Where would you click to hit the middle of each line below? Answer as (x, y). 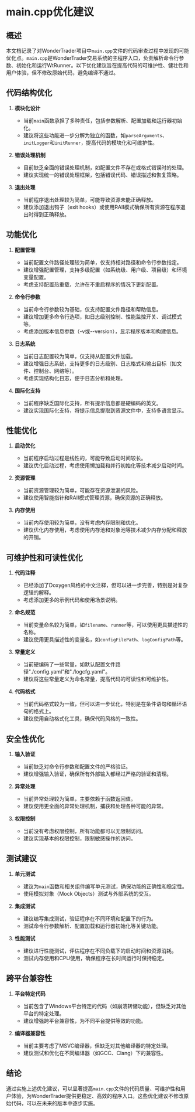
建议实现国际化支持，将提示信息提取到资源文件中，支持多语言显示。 (105, 410)
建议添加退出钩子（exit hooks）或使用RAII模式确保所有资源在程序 (102, 207)
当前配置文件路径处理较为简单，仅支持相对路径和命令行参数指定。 (102, 262)
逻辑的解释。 (39, 593)
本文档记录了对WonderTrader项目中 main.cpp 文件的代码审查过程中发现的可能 (98, 51)
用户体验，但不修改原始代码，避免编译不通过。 (62, 73)
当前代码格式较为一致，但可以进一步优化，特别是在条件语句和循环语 (105, 704)
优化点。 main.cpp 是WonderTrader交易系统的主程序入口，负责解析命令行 (93, 58)
